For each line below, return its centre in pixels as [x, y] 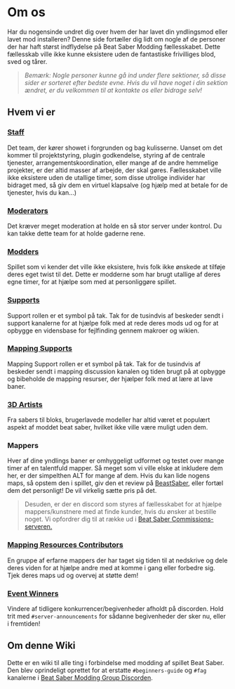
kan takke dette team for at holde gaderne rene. [76, 233]
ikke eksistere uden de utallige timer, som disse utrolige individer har [106, 177]
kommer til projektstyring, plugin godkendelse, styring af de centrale [106, 155]
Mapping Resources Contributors [66, 545]
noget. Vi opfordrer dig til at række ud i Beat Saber [97, 519]
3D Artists [25, 404]
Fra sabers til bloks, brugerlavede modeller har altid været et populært [109, 420]
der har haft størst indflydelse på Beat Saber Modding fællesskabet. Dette [114, 46]
